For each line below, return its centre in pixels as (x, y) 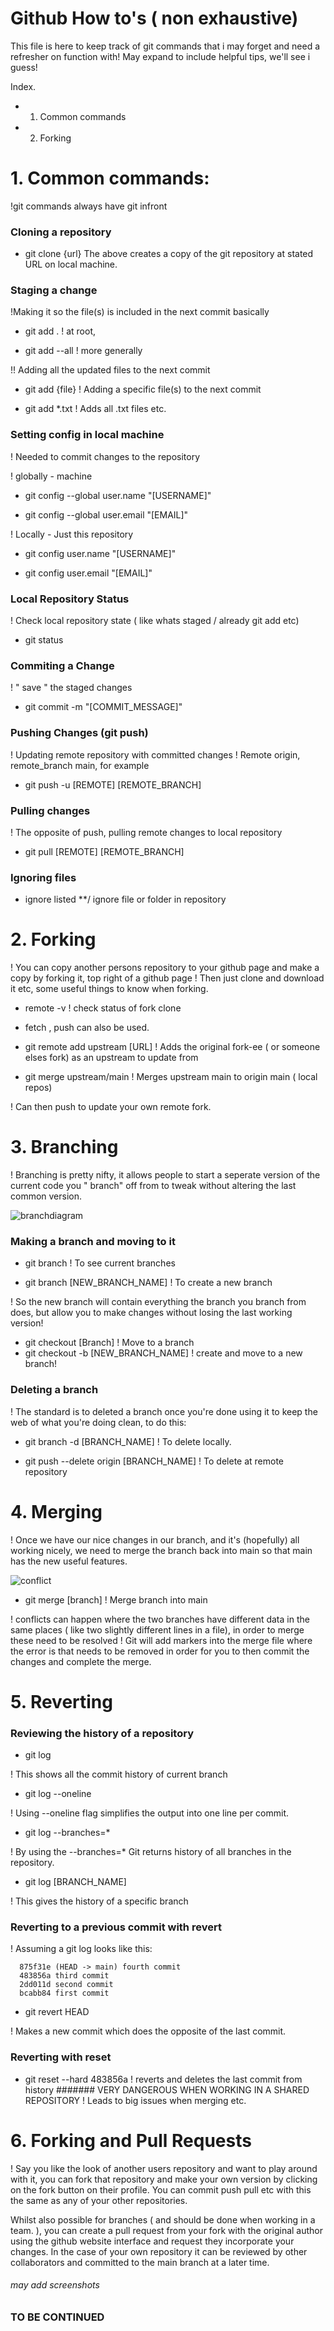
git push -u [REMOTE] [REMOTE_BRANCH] (113, 784)
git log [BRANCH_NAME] (75, 1882)
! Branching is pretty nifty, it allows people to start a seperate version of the (165, 1175)
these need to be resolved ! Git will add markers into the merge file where (161, 1640)
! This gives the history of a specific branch (99, 1901)
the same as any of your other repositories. (99, 2200)
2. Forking (53, 939)
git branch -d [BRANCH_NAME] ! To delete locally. (128, 1441)
